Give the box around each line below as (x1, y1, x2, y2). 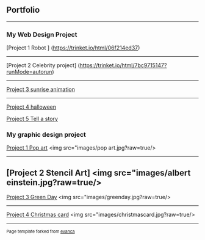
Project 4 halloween (6, 103, 57, 111)
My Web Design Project (6, 30, 77, 38)
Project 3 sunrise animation (6, 85, 75, 93)
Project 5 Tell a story (6, 115, 58, 123)
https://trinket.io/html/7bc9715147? (79, 62, 167, 69)
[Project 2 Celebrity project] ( (6, 62, 81, 69)
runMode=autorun (6, 68, 52, 76)
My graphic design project (6, 131, 87, 139)
